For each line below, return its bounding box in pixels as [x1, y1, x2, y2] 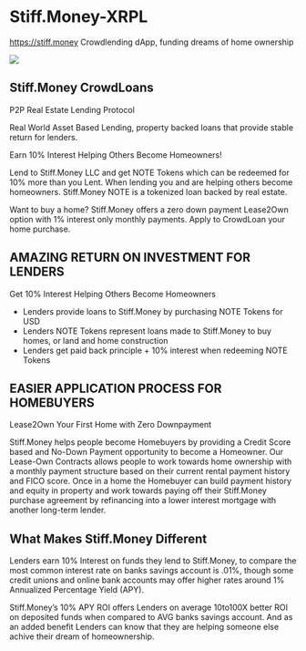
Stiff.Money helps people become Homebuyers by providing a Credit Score [9, 437, 291, 448]
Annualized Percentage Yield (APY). [9, 584, 144, 595]
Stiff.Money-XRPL [9, 6, 148, 27]
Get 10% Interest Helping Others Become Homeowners [9, 288, 217, 299]
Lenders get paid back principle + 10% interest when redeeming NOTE [22, 345, 289, 356]
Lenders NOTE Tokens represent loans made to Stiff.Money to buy [22, 325, 271, 336]
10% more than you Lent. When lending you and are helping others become [9, 176, 293, 188]
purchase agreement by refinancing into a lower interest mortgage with [9, 495, 277, 506]
